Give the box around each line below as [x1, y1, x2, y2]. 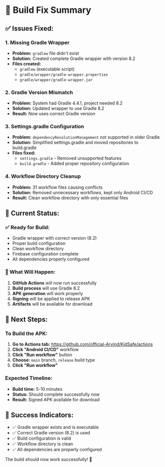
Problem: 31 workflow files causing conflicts [12, 184, 103, 190]
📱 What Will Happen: [5, 268, 56, 275]
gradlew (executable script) [19, 66, 75, 72]
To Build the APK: [5, 330, 48, 337]
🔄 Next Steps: [5, 315, 48, 324]
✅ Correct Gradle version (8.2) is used [12, 429, 90, 435]
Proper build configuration [12, 240, 66, 247]
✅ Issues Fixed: [5, 24, 54, 33]
